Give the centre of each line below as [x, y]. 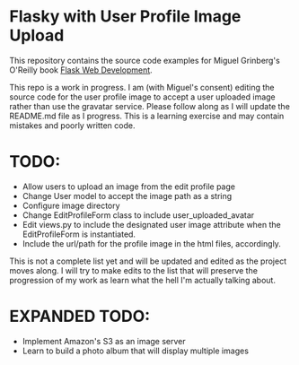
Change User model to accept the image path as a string [127, 196]
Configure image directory [71, 205]
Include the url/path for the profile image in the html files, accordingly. [151, 243]
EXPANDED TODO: [80, 317]
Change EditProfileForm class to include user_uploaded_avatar [138, 215]
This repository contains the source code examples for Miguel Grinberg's [145, 60]
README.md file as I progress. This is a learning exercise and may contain [147, 116]
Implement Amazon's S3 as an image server [104, 341]
